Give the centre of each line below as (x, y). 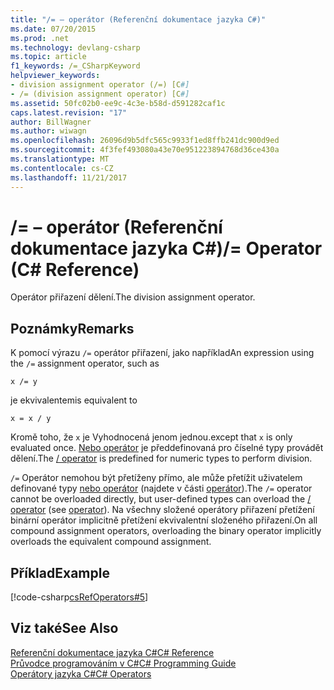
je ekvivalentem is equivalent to (74, 400)
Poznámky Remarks (72, 328)
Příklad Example (60, 572)
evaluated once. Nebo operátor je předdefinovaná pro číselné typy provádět (167, 448)
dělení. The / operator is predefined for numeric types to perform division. (161, 458)
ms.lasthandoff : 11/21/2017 (69, 177)
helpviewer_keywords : (55, 76)
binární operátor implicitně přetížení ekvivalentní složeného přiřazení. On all (164, 520)
